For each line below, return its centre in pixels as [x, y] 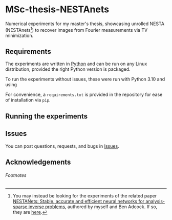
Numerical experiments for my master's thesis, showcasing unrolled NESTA [85, 24]
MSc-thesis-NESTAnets [57, 9]
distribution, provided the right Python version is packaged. [68, 69]
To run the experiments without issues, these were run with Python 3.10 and [85, 79]
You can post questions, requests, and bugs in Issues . [62, 146]
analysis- [155, 202]
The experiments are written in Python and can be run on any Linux [76, 64]
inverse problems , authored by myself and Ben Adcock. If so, [93, 207]
